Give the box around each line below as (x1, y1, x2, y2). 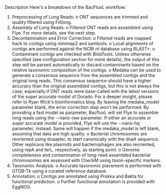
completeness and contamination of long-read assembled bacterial (11, 152, 150, 158)
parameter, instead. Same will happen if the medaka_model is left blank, (11, 125, 160, 131)
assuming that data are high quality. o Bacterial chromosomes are (11, 131, 147, 136)
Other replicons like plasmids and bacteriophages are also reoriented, (11, 141, 156, 147)
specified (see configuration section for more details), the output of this (11, 56, 159, 62)
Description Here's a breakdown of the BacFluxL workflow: (4, 4, 126, 10)
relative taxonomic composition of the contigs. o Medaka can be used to (11, 67, 161, 73)
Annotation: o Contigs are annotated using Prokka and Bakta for (11, 173, 143, 179)
